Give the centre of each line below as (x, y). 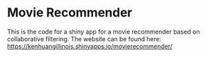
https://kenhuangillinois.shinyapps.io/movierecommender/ (90, 46)
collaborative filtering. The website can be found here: (84, 38)
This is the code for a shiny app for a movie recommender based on (103, 32)
